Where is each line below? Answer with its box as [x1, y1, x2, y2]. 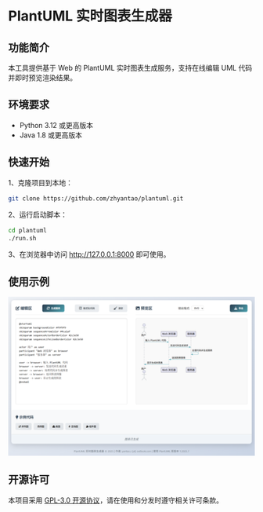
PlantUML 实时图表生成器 [8, 7, 172, 25]
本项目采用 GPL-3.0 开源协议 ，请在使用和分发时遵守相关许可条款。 [8, 496, 224, 505]
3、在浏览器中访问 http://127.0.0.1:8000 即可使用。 [8, 250, 171, 259]
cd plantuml [8, 226, 47, 234]
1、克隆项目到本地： [8, 177, 73, 187]
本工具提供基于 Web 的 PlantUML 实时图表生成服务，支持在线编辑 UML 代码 [8, 64, 253, 72]
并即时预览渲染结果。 [8, 73, 77, 82]
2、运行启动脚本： [8, 210, 68, 219]
